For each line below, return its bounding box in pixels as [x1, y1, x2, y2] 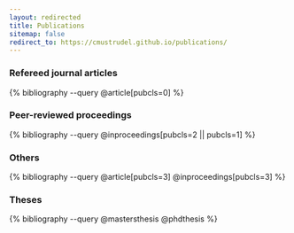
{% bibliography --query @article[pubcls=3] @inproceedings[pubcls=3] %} [9, 172, 286, 183]
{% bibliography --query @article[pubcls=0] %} [9, 87, 184, 97]
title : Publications [9, 21, 86, 30]
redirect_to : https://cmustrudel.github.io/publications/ [9, 37, 228, 47]
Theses [9, 194, 43, 206]
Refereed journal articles [9, 67, 118, 80]
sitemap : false [9, 29, 66, 38]
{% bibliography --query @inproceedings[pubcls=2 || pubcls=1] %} [9, 129, 256, 140]
